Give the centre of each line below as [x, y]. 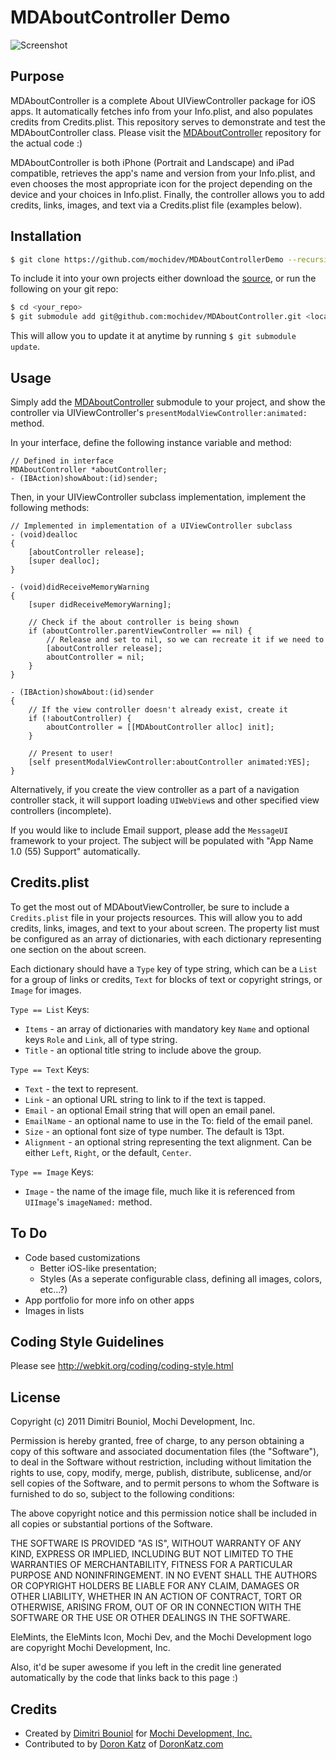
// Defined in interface [62, 461]
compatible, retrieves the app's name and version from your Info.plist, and [163, 173]
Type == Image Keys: [52, 1172]
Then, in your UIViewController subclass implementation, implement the [158, 497]
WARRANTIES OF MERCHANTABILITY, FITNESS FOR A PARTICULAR [151, 1565]
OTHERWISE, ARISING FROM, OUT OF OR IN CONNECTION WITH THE [156, 1607]
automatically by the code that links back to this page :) [124, 1678]
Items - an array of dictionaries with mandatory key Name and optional [167, 1028]
